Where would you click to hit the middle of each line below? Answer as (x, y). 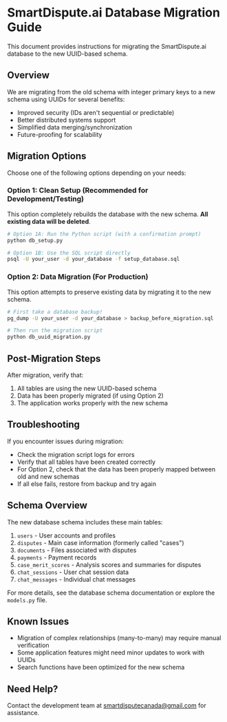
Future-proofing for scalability (60, 134)
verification (33, 646)
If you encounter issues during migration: (65, 441)
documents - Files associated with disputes (77, 550)
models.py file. (27, 599)
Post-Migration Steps (54, 358)
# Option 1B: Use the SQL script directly (69, 253)
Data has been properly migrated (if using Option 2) (90, 395)
